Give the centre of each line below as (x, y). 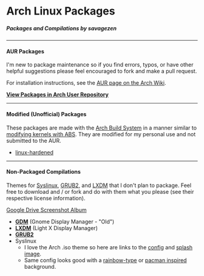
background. (40, 266)
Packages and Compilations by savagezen (62, 28)
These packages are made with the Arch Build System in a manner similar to (102, 128)
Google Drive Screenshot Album (46, 209)
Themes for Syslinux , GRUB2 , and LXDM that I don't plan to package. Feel (99, 185)
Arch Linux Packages (61, 11)
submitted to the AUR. (34, 140)
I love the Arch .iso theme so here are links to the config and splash (108, 247)
